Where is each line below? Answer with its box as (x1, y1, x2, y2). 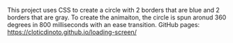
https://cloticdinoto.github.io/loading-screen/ (7, 28, 137, 36)
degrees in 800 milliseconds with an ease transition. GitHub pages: (7, 21, 200, 28)
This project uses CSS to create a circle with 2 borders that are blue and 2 (7, 6, 220, 14)
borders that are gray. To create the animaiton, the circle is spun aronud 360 (7, 13, 227, 21)
